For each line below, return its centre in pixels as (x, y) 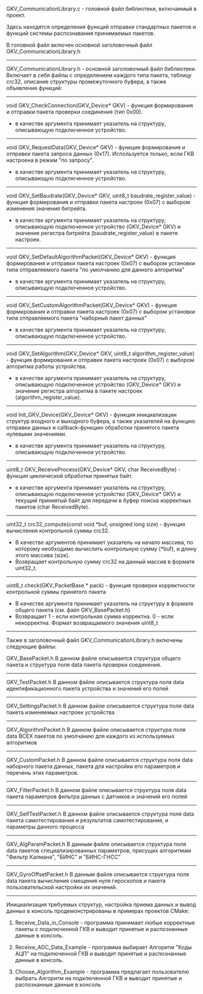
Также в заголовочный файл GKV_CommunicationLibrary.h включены (95, 640)
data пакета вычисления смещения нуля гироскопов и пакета (86, 881)
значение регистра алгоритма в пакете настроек (79, 391)
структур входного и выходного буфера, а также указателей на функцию (101, 421)
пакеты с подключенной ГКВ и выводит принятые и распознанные (101, 929)
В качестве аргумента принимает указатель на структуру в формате (104, 603)
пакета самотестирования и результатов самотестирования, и (87, 820)
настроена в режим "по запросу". (50, 160)
